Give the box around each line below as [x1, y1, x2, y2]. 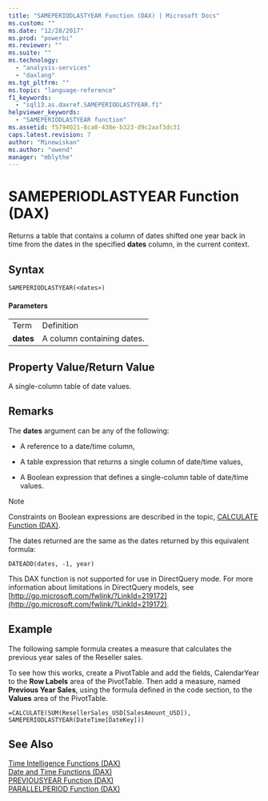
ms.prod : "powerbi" [8, 34, 74, 42]
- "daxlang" [15, 71, 56, 79]
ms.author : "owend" [8, 146, 74, 154]
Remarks [8, 405, 54, 419]
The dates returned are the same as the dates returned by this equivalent [8, 535, 250, 545]
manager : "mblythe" [8, 153, 74, 161]
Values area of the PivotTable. [8, 693, 108, 703]
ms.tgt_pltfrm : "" [8, 78, 70, 86]
